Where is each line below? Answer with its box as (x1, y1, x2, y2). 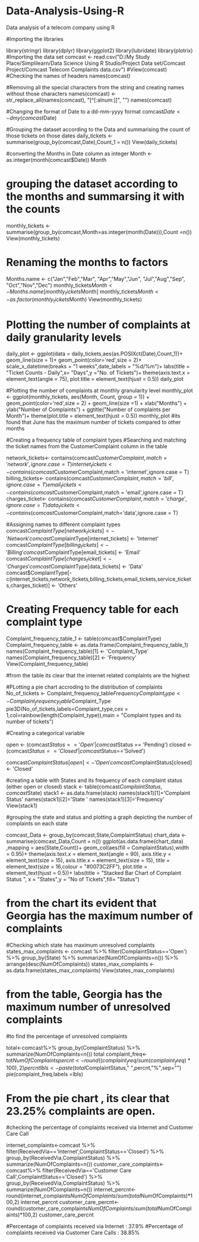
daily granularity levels (6, 330, 122, 344)
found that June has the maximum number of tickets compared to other (6, 418, 181, 426)
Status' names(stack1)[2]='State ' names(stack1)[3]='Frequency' (6, 796, 165, 803)
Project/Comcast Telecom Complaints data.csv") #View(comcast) (6, 65, 168, 73)
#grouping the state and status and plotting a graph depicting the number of (6, 814, 193, 821)
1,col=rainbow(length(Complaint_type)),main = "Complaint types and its (6, 711, 182, 718)
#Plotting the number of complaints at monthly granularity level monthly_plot (6, 387, 193, 394)
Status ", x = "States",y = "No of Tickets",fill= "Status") (6, 875, 140, 883)
